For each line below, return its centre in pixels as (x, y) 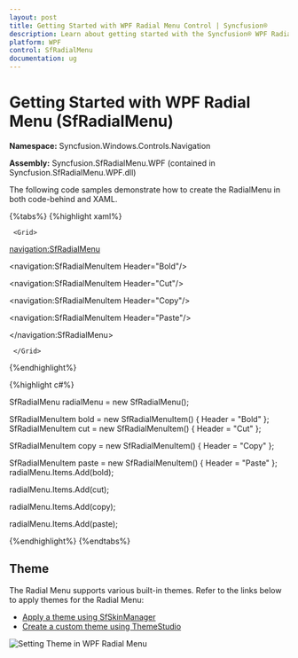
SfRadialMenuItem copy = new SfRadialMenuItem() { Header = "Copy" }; (142, 445)
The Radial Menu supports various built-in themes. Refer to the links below (145, 590)
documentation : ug (43, 59)
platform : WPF (35, 42)
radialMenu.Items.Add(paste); (63, 523)
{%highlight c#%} (42, 384)
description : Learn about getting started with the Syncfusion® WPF (138, 34)
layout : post (33, 17)
